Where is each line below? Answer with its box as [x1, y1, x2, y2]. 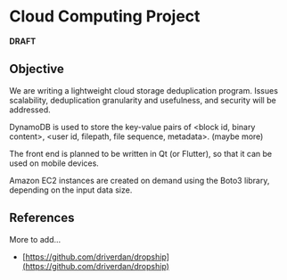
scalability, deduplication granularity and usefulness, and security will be [9, 95, 276, 105]
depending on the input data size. [9, 185, 133, 195]
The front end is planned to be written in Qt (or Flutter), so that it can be [9, 148, 273, 159]
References [9, 210, 75, 226]
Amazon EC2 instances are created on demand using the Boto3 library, [9, 175, 270, 185]
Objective [9, 62, 65, 77]
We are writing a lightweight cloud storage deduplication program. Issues [9, 85, 279, 95]
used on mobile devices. [9, 158, 100, 169]
